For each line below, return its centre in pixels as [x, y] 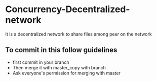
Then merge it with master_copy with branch [59, 67]
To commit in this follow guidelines [61, 50]
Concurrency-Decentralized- [68, 9]
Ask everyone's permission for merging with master [66, 73]
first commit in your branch [41, 62]
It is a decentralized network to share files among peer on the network [78, 34]
